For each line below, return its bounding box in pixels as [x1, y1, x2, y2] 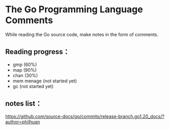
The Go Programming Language [5, 4, 143, 15]
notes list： [5, 99, 42, 108]
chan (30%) [12, 72, 38, 78]
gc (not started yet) [12, 83, 54, 89]
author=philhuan [5, 119, 40, 125]
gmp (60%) [12, 61, 37, 68]
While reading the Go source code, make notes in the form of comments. [5, 31, 159, 37]
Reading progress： [5, 48, 70, 56]
